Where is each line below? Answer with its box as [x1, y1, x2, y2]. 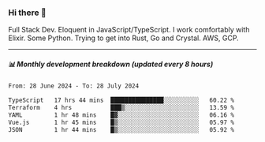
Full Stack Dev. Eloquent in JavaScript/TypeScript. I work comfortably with [8, 25, 250, 35]
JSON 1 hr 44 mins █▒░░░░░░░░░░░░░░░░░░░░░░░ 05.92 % [8, 125, 235, 133]
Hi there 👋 [8, 7, 47, 18]
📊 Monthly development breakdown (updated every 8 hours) [8, 59, 214, 69]
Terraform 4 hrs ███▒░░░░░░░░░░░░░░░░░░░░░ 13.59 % [8, 104, 235, 112]
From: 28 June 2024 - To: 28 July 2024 [8, 82, 140, 90]
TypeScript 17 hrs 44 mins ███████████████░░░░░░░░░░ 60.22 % [8, 96, 235, 105]
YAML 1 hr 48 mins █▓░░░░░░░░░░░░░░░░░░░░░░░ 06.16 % [8, 110, 235, 119]
